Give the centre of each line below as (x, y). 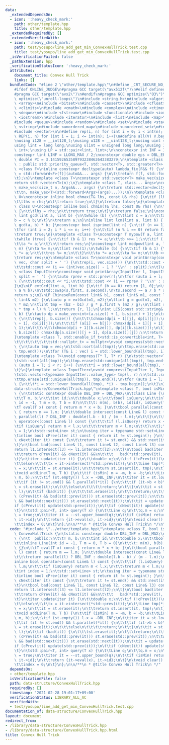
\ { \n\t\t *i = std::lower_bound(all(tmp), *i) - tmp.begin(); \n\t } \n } (90, 384)
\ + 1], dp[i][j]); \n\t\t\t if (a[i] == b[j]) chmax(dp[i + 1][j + (85, 323)
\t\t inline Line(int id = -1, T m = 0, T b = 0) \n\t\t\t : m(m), (83, 543)
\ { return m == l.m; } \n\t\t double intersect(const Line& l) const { (90, 412)
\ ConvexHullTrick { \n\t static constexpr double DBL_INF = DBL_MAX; (88, 534)
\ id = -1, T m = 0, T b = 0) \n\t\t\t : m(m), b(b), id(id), (78, 403)
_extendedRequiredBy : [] (36, 33)
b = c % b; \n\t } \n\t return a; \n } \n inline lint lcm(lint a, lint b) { (89, 220)
